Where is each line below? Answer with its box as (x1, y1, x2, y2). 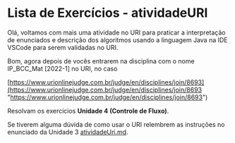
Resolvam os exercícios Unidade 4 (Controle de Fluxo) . (7, 106, 169, 115)
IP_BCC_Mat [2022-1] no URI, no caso (7, 64, 118, 73)
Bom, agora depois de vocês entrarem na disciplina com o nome (7, 56, 195, 65)
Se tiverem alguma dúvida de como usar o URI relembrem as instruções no (7, 120, 225, 128)
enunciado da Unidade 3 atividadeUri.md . (7, 128, 128, 136)
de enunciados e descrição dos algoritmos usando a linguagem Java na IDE (7, 35, 228, 44)
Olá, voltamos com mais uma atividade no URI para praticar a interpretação (7, 28, 226, 37)
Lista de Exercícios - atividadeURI (7, 5, 208, 21)
